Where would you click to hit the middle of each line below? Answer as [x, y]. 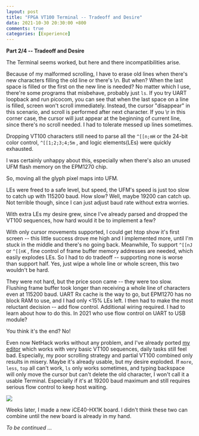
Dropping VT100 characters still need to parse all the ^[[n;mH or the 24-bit [97, 136]
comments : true [25, 28]
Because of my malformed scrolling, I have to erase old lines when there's [97, 74]
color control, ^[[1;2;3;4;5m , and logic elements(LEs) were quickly [89, 143]
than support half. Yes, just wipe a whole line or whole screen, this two [93, 264]
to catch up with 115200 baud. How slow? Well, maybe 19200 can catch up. [99, 196]
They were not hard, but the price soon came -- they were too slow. [89, 282]
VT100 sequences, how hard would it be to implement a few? [81, 221]
